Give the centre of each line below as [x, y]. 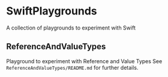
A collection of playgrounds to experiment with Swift [71, 28]
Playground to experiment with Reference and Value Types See [84, 61]
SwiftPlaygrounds [52, 11]
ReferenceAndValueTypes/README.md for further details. [73, 67]
